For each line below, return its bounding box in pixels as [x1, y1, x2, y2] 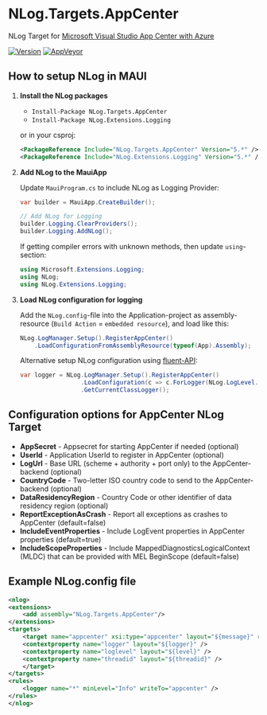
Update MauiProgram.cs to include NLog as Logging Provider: [19, 182, 220, 192]
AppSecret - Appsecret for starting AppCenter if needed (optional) [19, 441, 239, 451]
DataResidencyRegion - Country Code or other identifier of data [19, 492, 232, 502]
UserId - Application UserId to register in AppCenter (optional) [19, 450, 225, 459]
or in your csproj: [19, 130, 76, 139]
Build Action [53, 320, 97, 328]
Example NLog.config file [8, 575, 137, 588]
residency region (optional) [19, 501, 109, 510]
